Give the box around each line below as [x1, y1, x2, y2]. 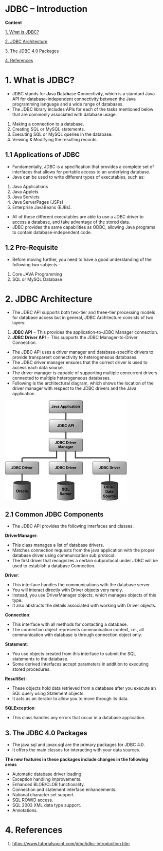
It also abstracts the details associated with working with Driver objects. [12, 602, 157, 609]
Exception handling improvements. [12, 776, 82, 782]
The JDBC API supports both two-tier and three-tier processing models [12, 309, 156, 316]
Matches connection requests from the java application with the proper [12, 547, 155, 553]
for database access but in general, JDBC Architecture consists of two [12, 315, 154, 320]
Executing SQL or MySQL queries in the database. [12, 131, 113, 137]
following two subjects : [12, 261, 60, 267]
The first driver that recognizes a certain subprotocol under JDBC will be [12, 558, 158, 564]
